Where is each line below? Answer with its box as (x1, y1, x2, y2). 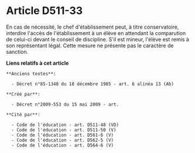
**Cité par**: (6, 112, 41, 117)
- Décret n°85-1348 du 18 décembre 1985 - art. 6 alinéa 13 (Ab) (11, 81, 175, 87)
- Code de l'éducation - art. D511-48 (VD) (11, 121, 119, 128)
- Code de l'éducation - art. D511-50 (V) (11, 127, 117, 133)
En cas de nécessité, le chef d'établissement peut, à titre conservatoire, (6, 23, 179, 30)
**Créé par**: (6, 91, 41, 97)
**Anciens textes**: (6, 71, 57, 76)
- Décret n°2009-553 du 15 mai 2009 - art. (11, 101, 119, 107)
